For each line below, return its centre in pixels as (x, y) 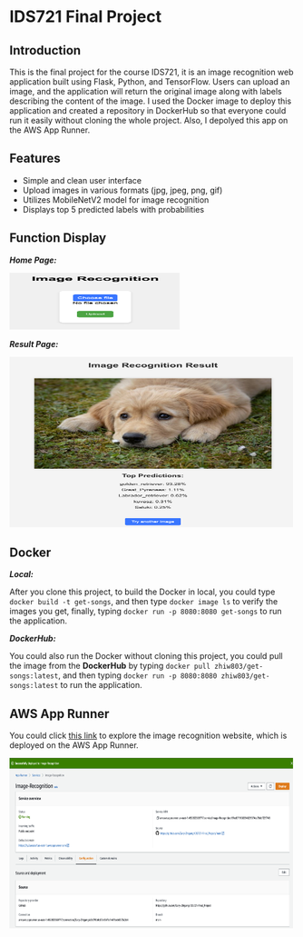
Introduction (45, 50)
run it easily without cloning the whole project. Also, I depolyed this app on (149, 120)
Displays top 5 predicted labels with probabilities (113, 209)
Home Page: (33, 260)
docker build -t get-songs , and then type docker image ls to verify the (144, 602)
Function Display (58, 238)
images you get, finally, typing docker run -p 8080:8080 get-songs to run (146, 612)
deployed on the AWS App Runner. (74, 745)
